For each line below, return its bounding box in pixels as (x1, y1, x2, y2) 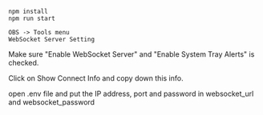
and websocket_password (8, 97, 95, 107)
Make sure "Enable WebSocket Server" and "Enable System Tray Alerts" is (8, 50, 255, 59)
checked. (8, 58, 39, 67)
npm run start (8, 14, 56, 22)
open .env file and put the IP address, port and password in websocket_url (8, 89, 254, 98)
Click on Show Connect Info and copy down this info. (8, 73, 184, 83)
